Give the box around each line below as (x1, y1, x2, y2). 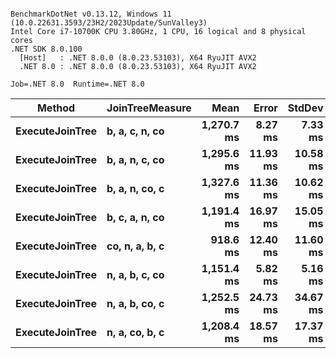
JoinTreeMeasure (106, 101, 192, 115)
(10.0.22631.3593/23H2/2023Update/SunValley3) (10, 18, 208, 28)
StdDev (287, 101, 324, 115)
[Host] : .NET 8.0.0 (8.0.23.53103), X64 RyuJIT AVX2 (19, 53, 257, 63)
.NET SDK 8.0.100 (10, 44, 83, 54)
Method (36, 101, 76, 115)
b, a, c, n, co (106, 124, 165, 138)
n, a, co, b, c (106, 326, 165, 339)
